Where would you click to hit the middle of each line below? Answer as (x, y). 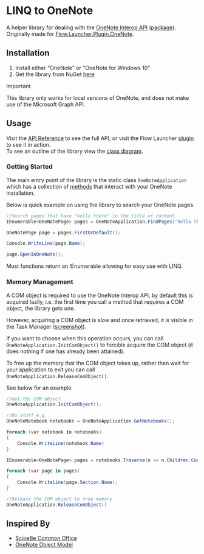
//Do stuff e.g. (27, 415)
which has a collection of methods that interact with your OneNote (89, 186)
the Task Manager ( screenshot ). (46, 326)
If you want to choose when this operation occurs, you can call (85, 338)
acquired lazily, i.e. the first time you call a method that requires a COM (95, 301)
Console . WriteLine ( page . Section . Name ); (68, 482)
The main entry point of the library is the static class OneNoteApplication (97, 180)
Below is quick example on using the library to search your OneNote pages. (101, 205)
